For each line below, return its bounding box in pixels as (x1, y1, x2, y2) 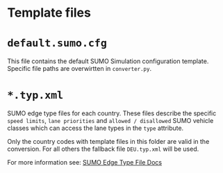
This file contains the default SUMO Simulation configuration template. (7, 57, 209, 65)
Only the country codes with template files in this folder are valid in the (7, 138, 210, 146)
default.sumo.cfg (7, 37, 108, 50)
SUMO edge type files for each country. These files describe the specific (7, 109, 217, 117)
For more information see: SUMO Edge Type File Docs (7, 158, 162, 167)
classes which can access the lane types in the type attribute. (7, 124, 184, 133)
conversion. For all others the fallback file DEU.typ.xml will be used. (7, 145, 199, 154)
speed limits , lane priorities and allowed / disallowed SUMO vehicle (7, 117, 214, 125)
